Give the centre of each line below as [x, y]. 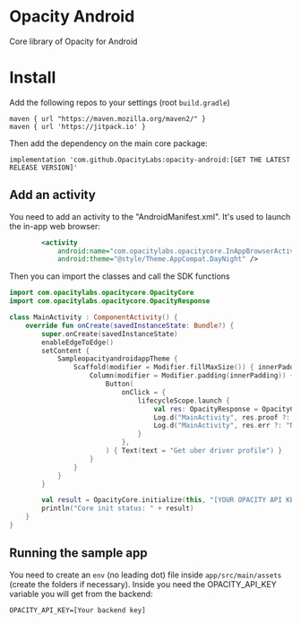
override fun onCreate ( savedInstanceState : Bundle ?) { [130, 325]
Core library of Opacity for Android [73, 41]
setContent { [66, 351]
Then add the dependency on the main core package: [108, 143]
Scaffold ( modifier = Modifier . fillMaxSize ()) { [163, 368]
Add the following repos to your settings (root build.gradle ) [120, 102]
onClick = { [144, 392]
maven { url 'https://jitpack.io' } [77, 126]
